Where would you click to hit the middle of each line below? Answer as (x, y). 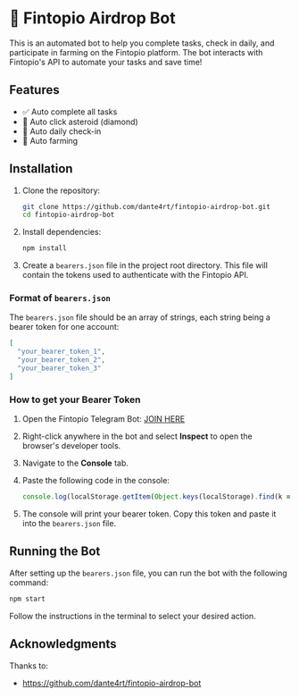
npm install (44, 248)
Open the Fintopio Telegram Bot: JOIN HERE (104, 419)
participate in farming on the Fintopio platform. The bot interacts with (136, 52)
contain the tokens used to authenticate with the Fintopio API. (135, 275)
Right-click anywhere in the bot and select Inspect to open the (137, 436)
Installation (41, 169)
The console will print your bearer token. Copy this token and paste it (149, 514)
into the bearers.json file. (69, 524)
